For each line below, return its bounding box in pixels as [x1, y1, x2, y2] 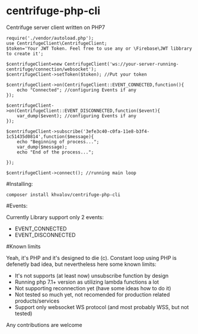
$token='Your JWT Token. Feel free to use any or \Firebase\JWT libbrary [6, 46, 193, 52]
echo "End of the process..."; [17, 149, 94, 155]
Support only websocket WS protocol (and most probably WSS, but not [14, 303, 189, 310]
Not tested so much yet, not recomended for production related [14, 291, 170, 298]
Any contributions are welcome [6, 321, 82, 328]
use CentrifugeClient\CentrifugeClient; [6, 40, 108, 46]
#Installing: [6, 180, 33, 187]
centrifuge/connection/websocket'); [6, 66, 97, 72]
